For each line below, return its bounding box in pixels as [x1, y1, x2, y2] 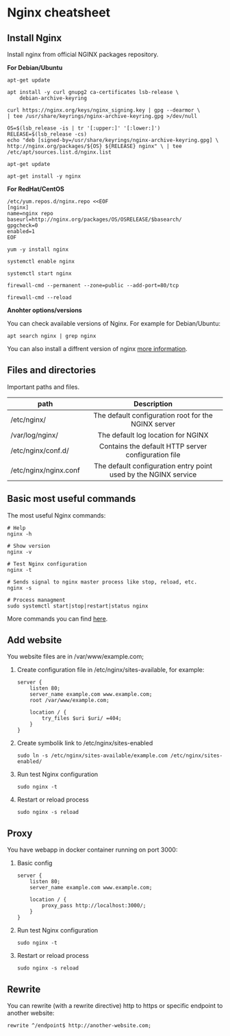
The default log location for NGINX [97, 430, 209, 439]
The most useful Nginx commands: [7, 511, 106, 519]
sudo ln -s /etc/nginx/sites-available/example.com [16, 752, 168, 759]
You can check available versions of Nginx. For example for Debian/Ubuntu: [7, 320, 221, 327]
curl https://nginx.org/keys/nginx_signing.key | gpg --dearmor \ [7, 107, 201, 114]
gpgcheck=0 [7, 222, 38, 229]
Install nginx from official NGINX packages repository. [7, 50, 159, 58]
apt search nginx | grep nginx [7, 333, 97, 339]
